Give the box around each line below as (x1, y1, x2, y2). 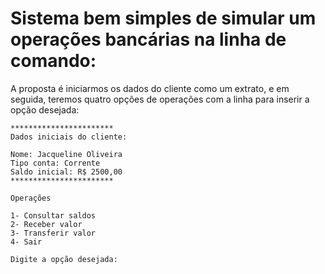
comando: (10, 50, 97, 72)
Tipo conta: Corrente (10, 158, 101, 168)
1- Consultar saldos (10, 210, 97, 221)
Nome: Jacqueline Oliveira (10, 149, 123, 159)
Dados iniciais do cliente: (10, 132, 128, 142)
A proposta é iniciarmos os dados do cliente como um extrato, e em (10, 82, 290, 94)
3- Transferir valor (10, 228, 97, 238)
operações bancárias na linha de (10, 28, 287, 51)
